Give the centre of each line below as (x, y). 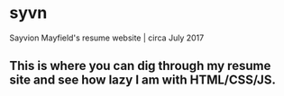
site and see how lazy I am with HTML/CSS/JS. (143, 80)
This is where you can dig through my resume (140, 66)
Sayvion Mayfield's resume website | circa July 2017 (107, 38)
